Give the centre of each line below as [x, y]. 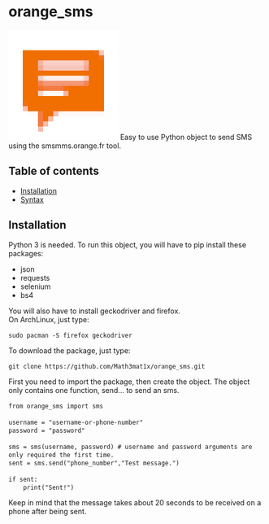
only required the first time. [61, 455]
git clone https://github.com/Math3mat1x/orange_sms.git [107, 366]
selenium [35, 286]
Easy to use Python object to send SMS [186, 137]
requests [35, 277]
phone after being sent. [48, 511]
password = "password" [47, 430]
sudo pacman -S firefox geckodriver [70, 335]
